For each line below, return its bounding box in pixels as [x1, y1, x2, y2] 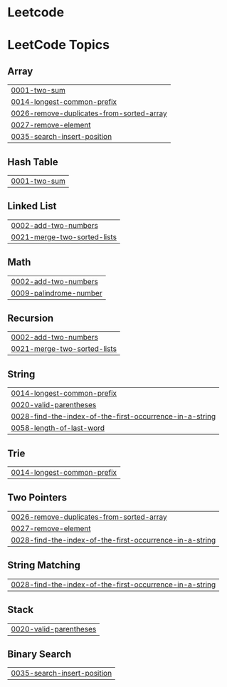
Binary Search [7, 648, 72, 660]
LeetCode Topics [7, 37, 110, 53]
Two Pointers [7, 492, 68, 504]
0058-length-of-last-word [11, 423, 105, 433]
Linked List [7, 200, 57, 212]
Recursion [7, 313, 54, 325]
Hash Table [7, 156, 58, 168]
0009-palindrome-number [11, 288, 102, 298]
